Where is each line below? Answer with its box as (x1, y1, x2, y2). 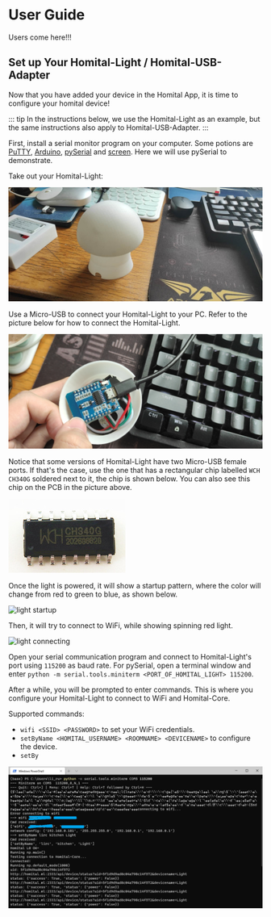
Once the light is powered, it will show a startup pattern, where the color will (8, 580, 261, 590)
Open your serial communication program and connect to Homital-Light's (8, 651, 252, 661)
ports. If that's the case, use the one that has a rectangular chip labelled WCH (8, 465, 261, 475)
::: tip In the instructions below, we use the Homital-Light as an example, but (8, 114, 261, 124)
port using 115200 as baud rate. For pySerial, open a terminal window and (8, 660, 252, 670)
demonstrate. (8, 155, 53, 165)
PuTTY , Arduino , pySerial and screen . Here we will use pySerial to (8, 147, 227, 157)
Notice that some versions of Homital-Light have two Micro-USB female (8, 456, 248, 466)
